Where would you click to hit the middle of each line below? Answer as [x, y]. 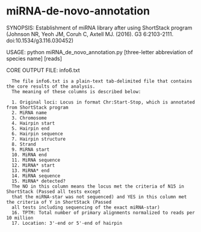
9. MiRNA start [31, 149]
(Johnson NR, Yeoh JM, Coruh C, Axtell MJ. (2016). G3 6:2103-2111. [90, 34]
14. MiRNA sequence [36, 176]
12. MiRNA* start [33, 165]
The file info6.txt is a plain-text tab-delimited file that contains [102, 81]
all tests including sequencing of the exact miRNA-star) [86, 207]
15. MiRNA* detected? [39, 181]
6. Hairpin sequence [37, 133]
